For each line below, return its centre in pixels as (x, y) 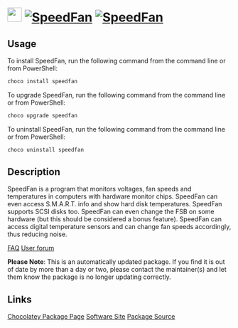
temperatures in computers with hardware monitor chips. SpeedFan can (113, 196)
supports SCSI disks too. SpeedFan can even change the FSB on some (111, 212)
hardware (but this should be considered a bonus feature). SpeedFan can (115, 219)
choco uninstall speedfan (45, 149)
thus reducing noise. (37, 234)
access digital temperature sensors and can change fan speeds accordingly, (119, 227)
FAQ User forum (31, 248)
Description (34, 172)
